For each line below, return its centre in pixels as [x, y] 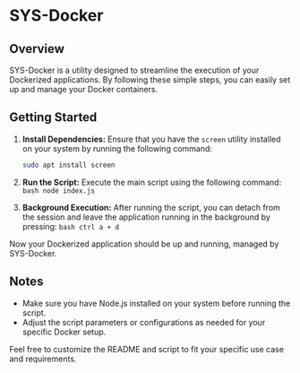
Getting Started [53, 117]
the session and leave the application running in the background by [146, 217]
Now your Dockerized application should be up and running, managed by [144, 244]
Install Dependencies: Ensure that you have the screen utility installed [151, 139]
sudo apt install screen [69, 165]
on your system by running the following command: [117, 148]
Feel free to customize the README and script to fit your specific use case [147, 349]
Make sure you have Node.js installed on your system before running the [156, 303]
